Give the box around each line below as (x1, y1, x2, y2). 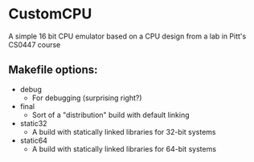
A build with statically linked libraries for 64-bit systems (31, 144, 217, 153)
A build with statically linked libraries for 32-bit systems (31, 127, 216, 136)
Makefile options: (8, 63, 98, 77)
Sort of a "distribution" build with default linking (31, 110, 190, 119)
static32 (19, 118, 47, 128)
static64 (19, 136, 48, 145)
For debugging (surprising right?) (31, 93, 142, 103)
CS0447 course (8, 39, 61, 49)
